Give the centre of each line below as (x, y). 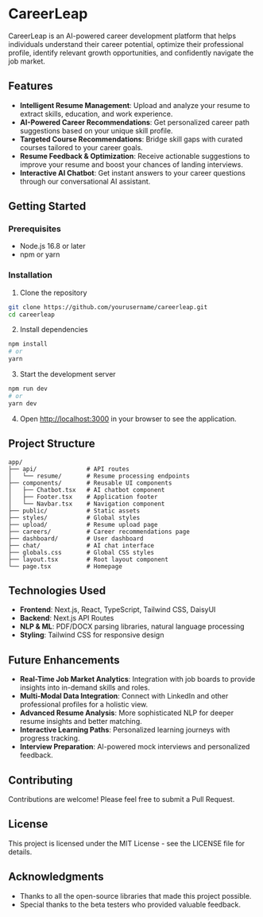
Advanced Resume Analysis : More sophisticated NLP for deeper (127, 713)
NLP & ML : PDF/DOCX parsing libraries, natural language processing (132, 627)
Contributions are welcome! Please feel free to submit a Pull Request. (122, 799)
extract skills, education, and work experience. (96, 114)
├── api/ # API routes (69, 469)
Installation (31, 275)
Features (31, 86)
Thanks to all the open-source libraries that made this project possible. (135, 896)
